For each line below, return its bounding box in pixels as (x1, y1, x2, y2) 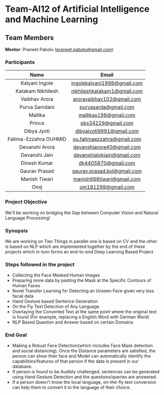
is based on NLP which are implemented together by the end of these (5, 243, 145, 249)
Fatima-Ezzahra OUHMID (7, 136, 67, 143)
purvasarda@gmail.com (79, 104, 135, 111)
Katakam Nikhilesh (15, 88, 59, 94)
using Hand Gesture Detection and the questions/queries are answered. (12, 374, 158, 380)
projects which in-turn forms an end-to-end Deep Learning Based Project (5, 248, 153, 254)
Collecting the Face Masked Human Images (12, 272, 100, 278)
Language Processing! (5, 215, 50, 221)
